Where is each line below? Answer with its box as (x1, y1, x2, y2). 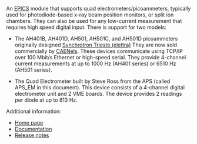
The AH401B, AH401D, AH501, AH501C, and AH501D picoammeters (14, 35, 178, 42)
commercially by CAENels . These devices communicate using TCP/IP (14, 48, 183, 55)
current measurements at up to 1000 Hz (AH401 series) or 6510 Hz (14, 60, 176, 67)
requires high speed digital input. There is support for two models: (6, 24, 166, 31)
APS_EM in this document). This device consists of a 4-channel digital (14, 84, 185, 91)
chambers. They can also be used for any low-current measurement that (6, 18, 182, 24)
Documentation (14, 126, 52, 132)
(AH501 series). (14, 66, 52, 73)
